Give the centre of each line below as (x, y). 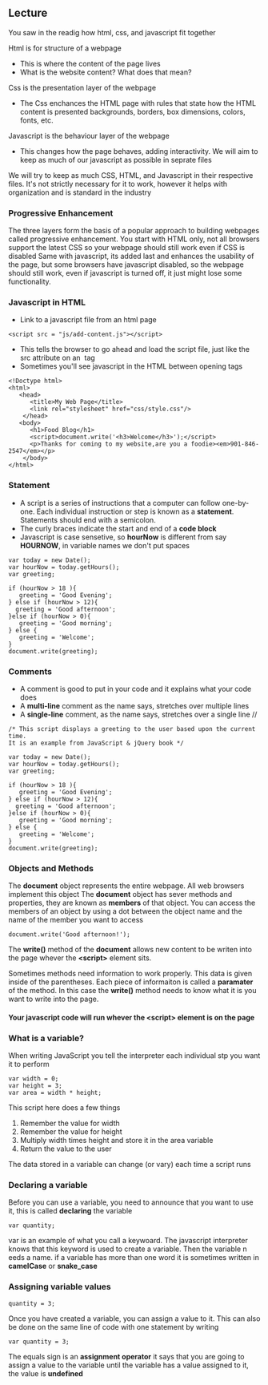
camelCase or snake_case (53, 1266)
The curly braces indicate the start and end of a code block (118, 528)
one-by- (236, 503)
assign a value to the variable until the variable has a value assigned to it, (129, 1365)
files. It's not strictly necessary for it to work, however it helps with (118, 184)
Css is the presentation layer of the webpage (82, 87)
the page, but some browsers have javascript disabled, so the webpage (126, 264)
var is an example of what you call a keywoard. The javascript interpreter (128, 1241)
